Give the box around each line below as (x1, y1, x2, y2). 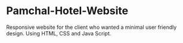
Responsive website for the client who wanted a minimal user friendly (6, 24, 177, 31)
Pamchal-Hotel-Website (6, 4, 129, 18)
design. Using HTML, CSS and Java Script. (6, 29, 111, 37)
